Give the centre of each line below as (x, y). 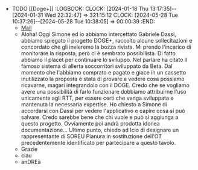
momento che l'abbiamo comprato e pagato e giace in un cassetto (104, 72)
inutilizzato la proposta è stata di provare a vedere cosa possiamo (103, 79)
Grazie (29, 149)
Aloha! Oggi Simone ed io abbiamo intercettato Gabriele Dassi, (98, 34)
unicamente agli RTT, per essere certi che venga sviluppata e (97, 98)
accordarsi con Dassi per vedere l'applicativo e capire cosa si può (103, 111)
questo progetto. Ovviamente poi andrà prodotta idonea (90, 123)
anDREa (31, 162)
